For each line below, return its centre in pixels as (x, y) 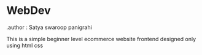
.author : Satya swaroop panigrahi (49, 27)
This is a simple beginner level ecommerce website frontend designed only (101, 39)
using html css (25, 45)
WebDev (29, 11)
